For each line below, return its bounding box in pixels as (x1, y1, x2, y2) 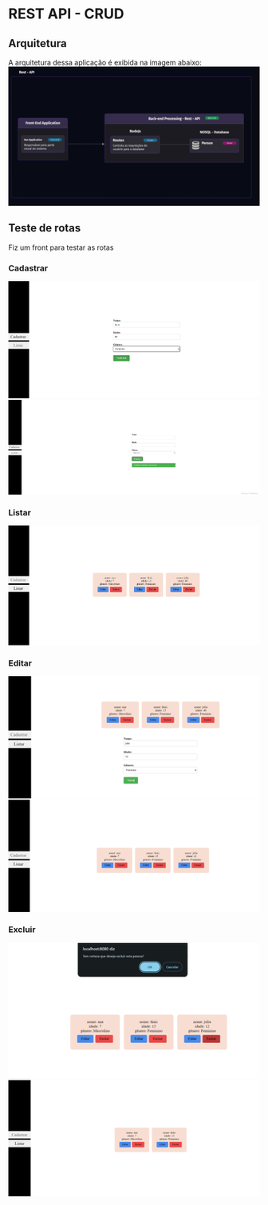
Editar (8, 658, 32, 669)
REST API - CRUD (8, 5, 124, 23)
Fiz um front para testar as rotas (8, 243, 114, 252)
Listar (8, 507, 32, 518)
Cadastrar (8, 263, 49, 274)
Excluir (8, 924, 36, 935)
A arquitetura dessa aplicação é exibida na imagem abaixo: (8, 57, 202, 67)
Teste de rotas (8, 221, 81, 235)
